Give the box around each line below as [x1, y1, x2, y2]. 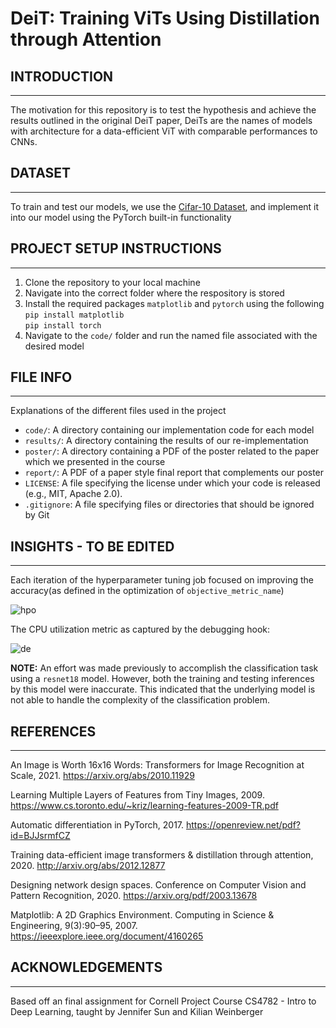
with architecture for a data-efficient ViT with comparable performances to [10, 125, 318, 137]
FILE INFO [10, 369, 73, 386]
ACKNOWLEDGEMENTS [10, 959, 163, 976]
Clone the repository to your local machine [24, 276, 201, 288]
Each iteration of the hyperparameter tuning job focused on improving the [10, 574, 314, 586]
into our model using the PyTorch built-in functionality [10, 211, 232, 223]
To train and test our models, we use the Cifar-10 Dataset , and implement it [10, 200, 320, 212]
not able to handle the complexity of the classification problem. [10, 694, 270, 706]
